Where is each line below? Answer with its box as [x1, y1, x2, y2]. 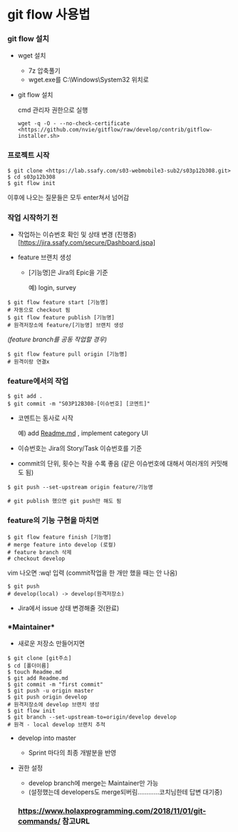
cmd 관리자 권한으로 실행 [17, 106, 88, 114]
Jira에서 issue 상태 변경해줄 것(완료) [17, 603, 120, 612]
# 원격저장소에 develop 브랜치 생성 [7, 701, 100, 708]
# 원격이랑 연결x [7, 359, 50, 366]
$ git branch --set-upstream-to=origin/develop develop [7, 713, 177, 721]
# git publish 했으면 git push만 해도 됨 [7, 498, 122, 505]
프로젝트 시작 [7, 151, 50, 161]
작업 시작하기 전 [7, 212, 58, 222]
